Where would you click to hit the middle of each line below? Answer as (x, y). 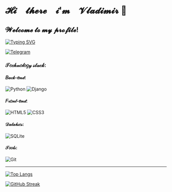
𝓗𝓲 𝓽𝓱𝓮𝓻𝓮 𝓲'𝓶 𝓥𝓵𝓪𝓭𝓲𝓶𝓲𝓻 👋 (66, 10)
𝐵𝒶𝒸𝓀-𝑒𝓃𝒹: (16, 77)
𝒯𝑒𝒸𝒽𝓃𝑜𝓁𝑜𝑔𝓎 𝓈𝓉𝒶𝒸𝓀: (26, 65)
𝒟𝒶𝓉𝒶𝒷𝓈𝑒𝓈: (15, 124)
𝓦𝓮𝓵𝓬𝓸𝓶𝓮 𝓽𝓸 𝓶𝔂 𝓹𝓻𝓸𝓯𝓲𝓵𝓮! (42, 29)
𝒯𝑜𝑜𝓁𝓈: (12, 148)
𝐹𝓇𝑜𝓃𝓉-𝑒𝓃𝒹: (17, 101)
